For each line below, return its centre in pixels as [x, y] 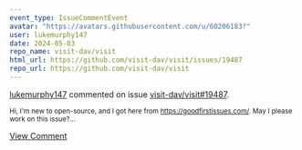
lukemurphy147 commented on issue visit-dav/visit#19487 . [120, 94]
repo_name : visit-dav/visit [63, 52]
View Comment [38, 135]
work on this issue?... [42, 119]
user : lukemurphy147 [49, 35]
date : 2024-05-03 [42, 43]
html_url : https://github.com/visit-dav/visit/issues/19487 [126, 60]
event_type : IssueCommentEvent [69, 18]
